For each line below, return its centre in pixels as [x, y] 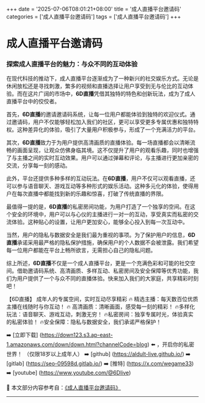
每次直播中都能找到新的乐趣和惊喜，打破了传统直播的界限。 [92, 194]
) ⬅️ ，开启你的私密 [171, 344]
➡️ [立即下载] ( [24, 335]
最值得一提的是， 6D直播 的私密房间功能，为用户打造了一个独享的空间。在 [98, 207]
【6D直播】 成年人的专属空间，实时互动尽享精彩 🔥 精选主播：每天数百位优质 [102, 299]
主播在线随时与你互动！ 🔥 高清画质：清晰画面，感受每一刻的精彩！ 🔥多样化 [101, 307]
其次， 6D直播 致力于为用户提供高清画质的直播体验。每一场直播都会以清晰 [98, 143]
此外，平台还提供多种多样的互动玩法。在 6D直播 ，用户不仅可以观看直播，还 [101, 178]
